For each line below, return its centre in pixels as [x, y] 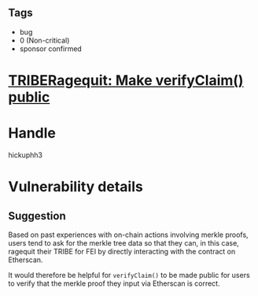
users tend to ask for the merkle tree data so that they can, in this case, [124, 242]
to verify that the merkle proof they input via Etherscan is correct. [114, 283]
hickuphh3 [26, 155]
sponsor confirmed [51, 48]
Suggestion [37, 216]
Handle [32, 133]
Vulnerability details [76, 187]
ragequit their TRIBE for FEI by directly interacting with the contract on [122, 251]
